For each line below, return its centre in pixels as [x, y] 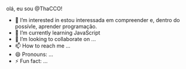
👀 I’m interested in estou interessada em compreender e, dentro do [97, 20]
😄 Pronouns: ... [34, 54]
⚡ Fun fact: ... [31, 61]
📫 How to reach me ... [42, 46]
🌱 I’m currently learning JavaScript [57, 33]
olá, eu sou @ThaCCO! [34, 9]
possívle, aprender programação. [56, 26]
